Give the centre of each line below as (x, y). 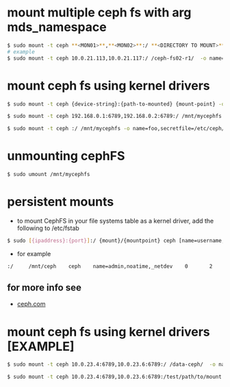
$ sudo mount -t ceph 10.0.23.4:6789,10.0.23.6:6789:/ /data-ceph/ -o (111, 364)
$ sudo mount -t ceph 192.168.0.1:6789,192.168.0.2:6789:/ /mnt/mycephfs (115, 116)
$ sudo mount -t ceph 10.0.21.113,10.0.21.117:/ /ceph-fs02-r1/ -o (107, 58)
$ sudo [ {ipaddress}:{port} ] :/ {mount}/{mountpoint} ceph (91, 240)
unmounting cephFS (66, 156)
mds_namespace (57, 27)
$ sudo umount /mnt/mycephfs (49, 175)
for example (34, 253)
